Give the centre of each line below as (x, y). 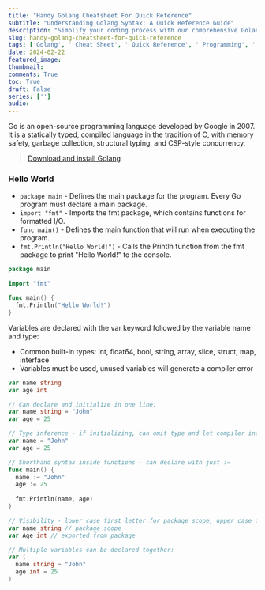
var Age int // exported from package (72, 535)
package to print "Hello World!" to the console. (95, 255)
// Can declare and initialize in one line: (82, 404)
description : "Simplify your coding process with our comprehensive (123, 30)
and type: (24, 336)
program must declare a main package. (83, 204)
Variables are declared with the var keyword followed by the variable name (129, 327)
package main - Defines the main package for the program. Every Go (130, 196)
